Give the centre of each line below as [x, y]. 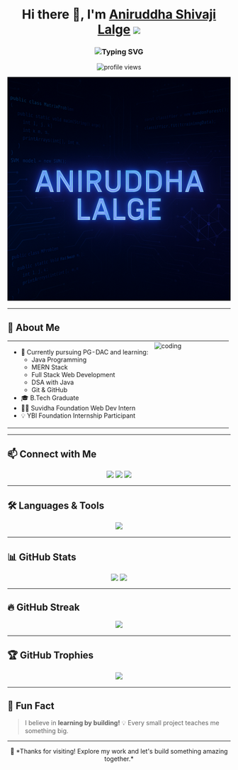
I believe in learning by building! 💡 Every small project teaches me [122, 723]
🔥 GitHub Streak [44, 608]
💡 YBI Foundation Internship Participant [78, 416]
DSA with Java [53, 382]
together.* [119, 759]
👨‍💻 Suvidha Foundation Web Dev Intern [78, 408]
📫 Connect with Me [52, 454]
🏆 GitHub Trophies [51, 655]
